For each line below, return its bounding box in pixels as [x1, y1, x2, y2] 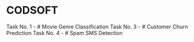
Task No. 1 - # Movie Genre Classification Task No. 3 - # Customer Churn [6, 23, 189, 30]
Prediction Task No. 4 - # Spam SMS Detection [6, 29, 123, 36]
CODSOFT [6, 4, 58, 17]
